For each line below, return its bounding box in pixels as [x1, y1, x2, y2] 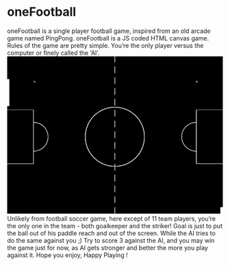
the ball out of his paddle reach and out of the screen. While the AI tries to [7, 229, 216, 237]
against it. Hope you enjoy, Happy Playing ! [7, 251, 128, 259]
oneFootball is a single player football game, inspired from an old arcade [7, 27, 211, 35]
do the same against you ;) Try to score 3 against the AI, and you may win [7, 237, 215, 245]
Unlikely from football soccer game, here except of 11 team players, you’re [7, 215, 216, 223]
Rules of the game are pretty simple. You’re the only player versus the [7, 41, 204, 49]
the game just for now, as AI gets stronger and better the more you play [7, 244, 209, 252]
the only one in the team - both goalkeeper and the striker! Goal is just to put [7, 222, 222, 230]
